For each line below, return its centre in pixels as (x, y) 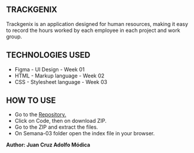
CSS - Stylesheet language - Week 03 (61, 82)
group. (14, 36)
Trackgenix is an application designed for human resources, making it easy (97, 24)
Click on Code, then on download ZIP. (60, 121)
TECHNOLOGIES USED (48, 55)
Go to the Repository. (40, 115)
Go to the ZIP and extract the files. (56, 127)
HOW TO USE (31, 101)
